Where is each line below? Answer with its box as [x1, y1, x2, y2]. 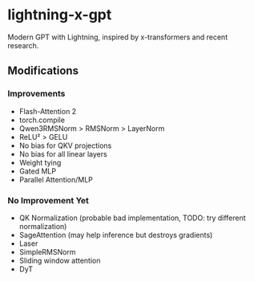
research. [7, 40, 39, 50]
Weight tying [18, 157, 62, 167]
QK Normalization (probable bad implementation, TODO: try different [18, 213, 246, 223]
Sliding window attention [18, 255, 101, 265]
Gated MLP [18, 166, 57, 176]
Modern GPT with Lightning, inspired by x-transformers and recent [7, 32, 228, 42]
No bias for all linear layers [18, 149, 107, 158]
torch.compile [18, 115, 66, 125]
